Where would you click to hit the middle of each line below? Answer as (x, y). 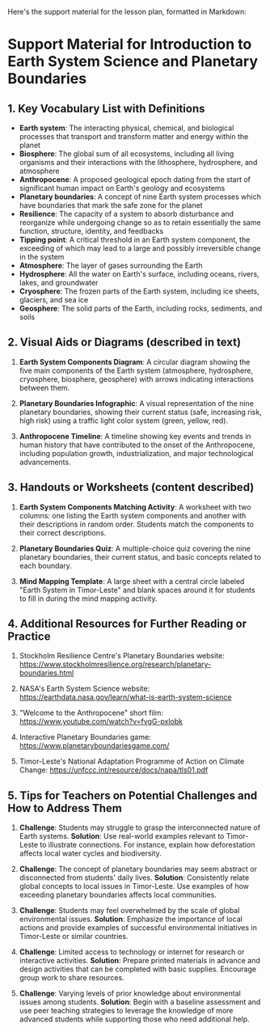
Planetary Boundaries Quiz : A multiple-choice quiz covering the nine (135, 548)
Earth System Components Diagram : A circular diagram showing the (135, 362)
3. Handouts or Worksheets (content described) (131, 487)
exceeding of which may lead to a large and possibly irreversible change (140, 248)
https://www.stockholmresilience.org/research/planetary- (115, 664)
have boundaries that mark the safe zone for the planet (111, 205)
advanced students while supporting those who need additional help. (134, 1019)
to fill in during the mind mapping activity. (88, 598)
